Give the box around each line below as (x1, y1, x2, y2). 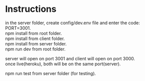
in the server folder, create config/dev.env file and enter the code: (5, 20, 140, 26)
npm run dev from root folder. (5, 46, 66, 52)
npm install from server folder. (5, 40, 67, 46)
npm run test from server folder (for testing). (5, 70, 96, 76)
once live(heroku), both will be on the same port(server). (5, 61, 121, 67)
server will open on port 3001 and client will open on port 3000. (5, 55, 136, 61)
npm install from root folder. (5, 30, 62, 36)
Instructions (5, 3, 57, 15)
